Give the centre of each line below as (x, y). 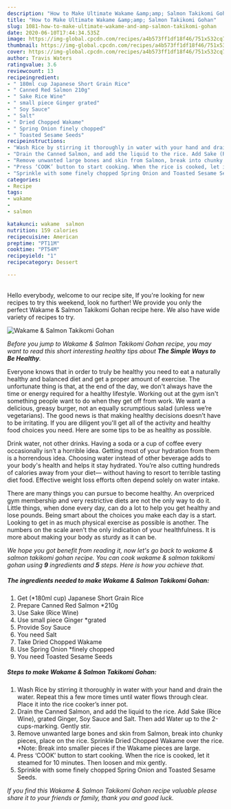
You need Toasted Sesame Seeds (65, 656)
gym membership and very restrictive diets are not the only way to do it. (109, 500)
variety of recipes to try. (41, 317)
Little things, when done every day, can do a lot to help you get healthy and (114, 508)
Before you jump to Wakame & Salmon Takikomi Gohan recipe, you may (109, 344)
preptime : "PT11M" (33, 243)
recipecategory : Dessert (43, 263)
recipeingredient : (33, 77)
